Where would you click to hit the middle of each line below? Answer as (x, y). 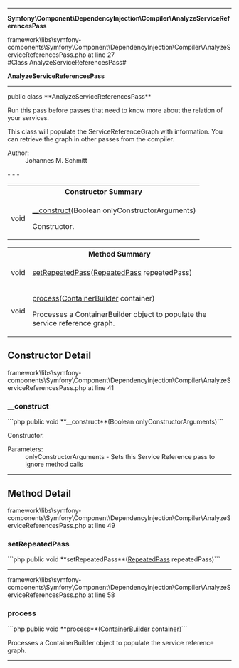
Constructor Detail (49, 356)
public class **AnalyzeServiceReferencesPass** (79, 96)
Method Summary (119, 254)
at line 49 (102, 525)
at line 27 (101, 55)
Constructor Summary (103, 192)
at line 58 (101, 595)
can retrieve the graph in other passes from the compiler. (91, 139)
